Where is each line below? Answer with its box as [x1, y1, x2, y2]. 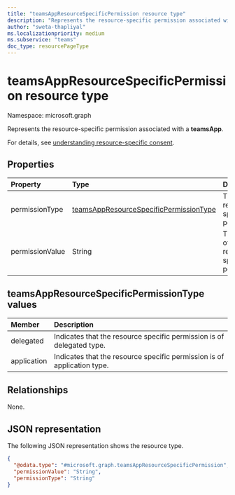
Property [10, 179, 41, 189]
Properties [7, 158, 55, 170]
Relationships [7, 384, 69, 396]
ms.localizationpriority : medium [7, 29, 105, 37]
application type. [53, 360, 109, 370]
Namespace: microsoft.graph [7, 111, 92, 119]
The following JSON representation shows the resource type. [7, 442, 184, 450]
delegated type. [53, 340, 106, 350]
